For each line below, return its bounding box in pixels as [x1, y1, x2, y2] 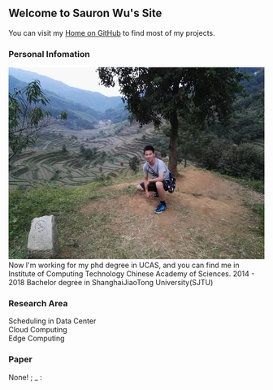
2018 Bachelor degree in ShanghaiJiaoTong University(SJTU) [8, 278, 214, 288]
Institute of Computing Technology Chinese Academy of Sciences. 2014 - [8, 269, 255, 279]
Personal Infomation [8, 48, 91, 59]
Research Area [8, 298, 68, 310]
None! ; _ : [8, 372, 42, 382]
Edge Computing [8, 333, 65, 344]
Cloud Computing [8, 325, 67, 335]
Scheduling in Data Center [8, 316, 97, 326]
